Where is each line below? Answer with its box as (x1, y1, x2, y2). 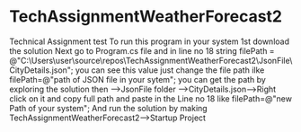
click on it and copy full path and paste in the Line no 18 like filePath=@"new (9, 92, 292, 104)
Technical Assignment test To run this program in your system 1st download (9, 36, 290, 47)
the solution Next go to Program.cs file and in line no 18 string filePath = (9, 45, 276, 56)
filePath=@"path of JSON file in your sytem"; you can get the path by (9, 74, 267, 84)
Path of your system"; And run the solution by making (9, 102, 208, 113)
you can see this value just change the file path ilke (75, 65, 265, 75)
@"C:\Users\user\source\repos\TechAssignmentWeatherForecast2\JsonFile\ (9, 55, 293, 66)
